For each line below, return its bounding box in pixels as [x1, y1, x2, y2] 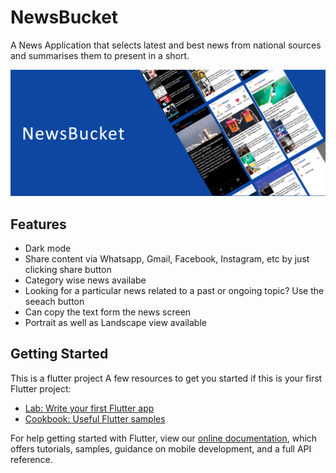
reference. [10, 453, 53, 465]
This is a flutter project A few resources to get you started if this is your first [10, 372, 323, 384]
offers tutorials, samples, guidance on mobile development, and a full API [10, 442, 312, 455]
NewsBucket [10, 6, 119, 29]
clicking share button [24, 264, 112, 276]
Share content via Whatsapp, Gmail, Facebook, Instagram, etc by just [24, 253, 310, 265]
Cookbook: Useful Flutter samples [24, 412, 166, 425]
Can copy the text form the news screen [24, 306, 192, 318]
